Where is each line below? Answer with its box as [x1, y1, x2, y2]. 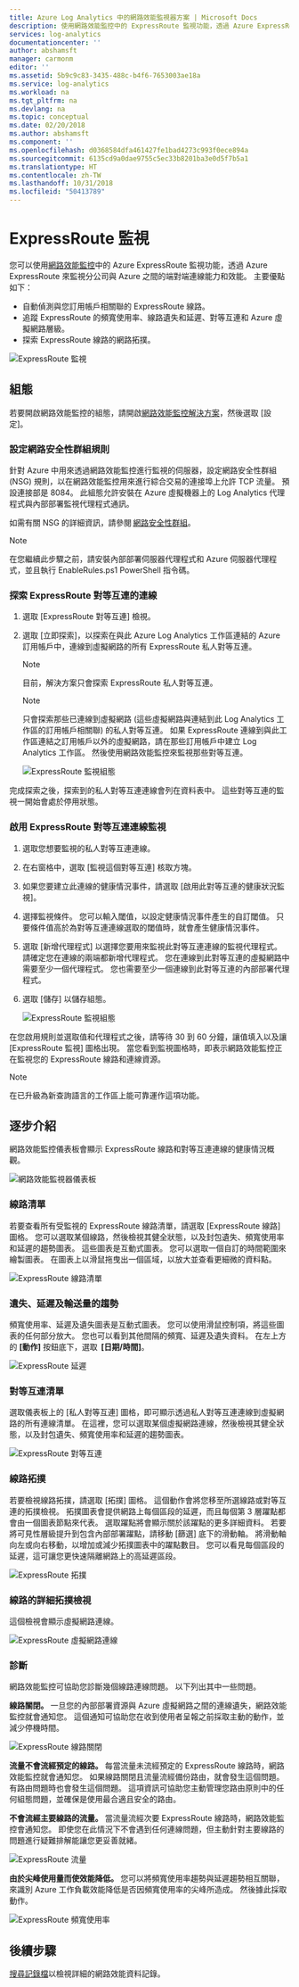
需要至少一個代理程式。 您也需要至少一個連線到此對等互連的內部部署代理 [21, 963, 290, 973]
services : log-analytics [9, 29, 101, 38]
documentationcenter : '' [9, 37, 101, 47]
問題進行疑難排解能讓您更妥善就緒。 [9, 1835, 142, 1846]
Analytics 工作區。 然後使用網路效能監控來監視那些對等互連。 [21, 747, 248, 758]
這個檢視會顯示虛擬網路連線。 [9, 1616, 118, 1627]
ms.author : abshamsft [9, 129, 90, 138]
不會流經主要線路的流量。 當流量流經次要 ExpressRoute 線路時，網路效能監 [9, 1813, 285, 1824]
